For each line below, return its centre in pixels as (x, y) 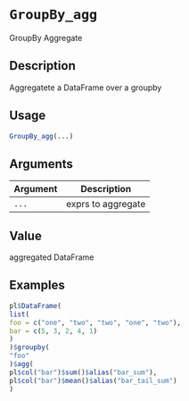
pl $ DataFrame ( (36, 305)
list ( (19, 314)
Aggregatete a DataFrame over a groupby (86, 88)
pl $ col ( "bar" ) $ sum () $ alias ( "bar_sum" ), (83, 372)
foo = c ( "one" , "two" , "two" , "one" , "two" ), (95, 322)
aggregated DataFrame (52, 257)
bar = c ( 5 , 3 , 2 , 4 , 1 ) (53, 331)
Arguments (41, 164)
